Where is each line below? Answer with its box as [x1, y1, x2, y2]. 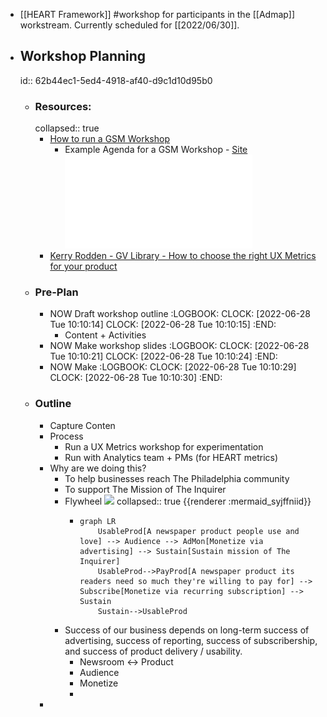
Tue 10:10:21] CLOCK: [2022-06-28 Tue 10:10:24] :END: [49, 350, 278, 363]
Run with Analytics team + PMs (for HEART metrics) [64, 451, 279, 463]
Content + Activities [64, 329, 147, 341]
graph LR [79, 516, 117, 526]
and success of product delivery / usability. [64, 645, 243, 657]
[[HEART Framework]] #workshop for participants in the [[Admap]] [19, 9, 296, 20]
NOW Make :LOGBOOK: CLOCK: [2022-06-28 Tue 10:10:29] [49, 361, 297, 373]
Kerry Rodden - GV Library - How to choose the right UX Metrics [49, 250, 317, 262]
